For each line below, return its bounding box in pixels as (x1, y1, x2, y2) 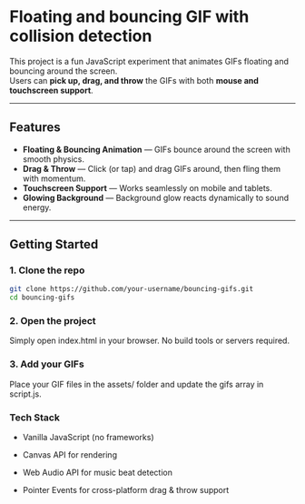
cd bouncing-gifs (9, 293, 75, 302)
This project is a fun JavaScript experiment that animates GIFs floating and (9, 55, 289, 66)
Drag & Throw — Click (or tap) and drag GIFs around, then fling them (22, 163, 281, 174)
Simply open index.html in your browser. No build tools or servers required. (9, 335, 290, 347)
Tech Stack (9, 411, 61, 424)
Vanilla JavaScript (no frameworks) (22, 432, 154, 443)
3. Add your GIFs (9, 358, 84, 370)
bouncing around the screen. (9, 66, 118, 76)
